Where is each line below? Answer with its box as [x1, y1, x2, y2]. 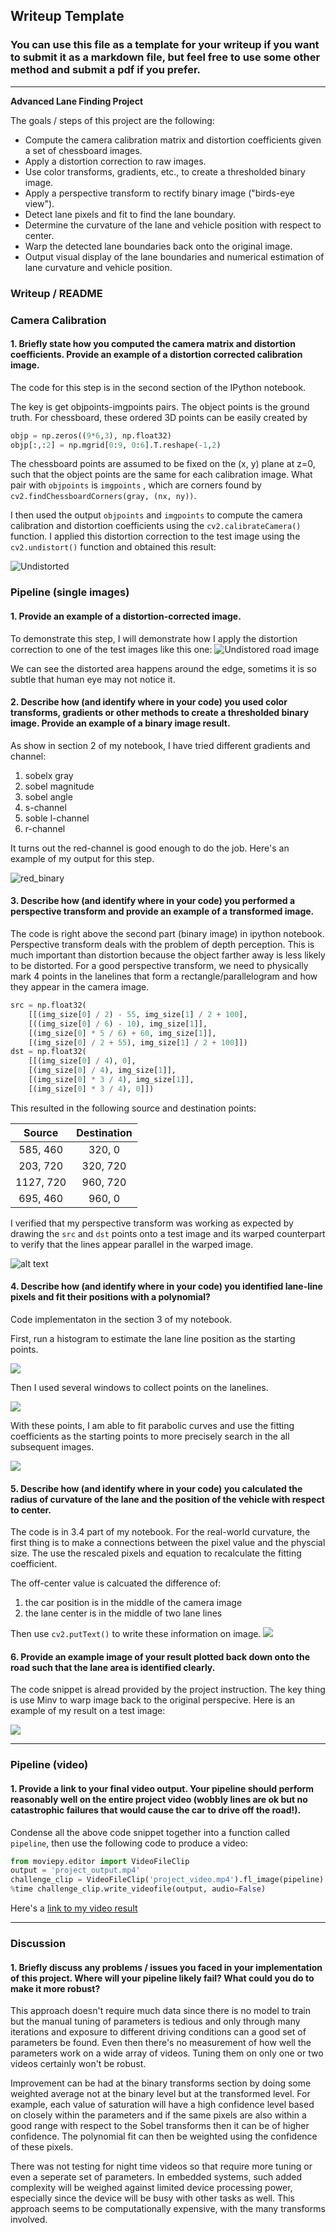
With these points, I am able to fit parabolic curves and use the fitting [10, 1419, 295, 1431]
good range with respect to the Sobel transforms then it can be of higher [10, 2120, 310, 2132]
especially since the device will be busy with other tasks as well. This [10, 2192, 295, 2204]
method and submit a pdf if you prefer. [10, 63, 202, 77]
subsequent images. [10, 1440, 95, 1453]
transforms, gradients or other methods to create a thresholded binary [10, 707, 310, 719]
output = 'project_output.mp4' [10, 1865, 141, 1876]
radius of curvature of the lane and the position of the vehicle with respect [10, 1493, 325, 1505]
